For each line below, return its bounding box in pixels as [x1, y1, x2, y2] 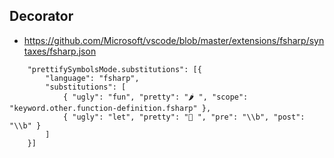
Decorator [9, 8, 74, 25]
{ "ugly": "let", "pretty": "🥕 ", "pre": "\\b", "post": [62, 112, 306, 122]
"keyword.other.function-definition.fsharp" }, [9, 103, 212, 113]
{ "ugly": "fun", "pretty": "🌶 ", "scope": [62, 92, 249, 102]
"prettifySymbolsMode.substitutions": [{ [27, 64, 202, 74]
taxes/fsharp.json [23, 45, 97, 57]
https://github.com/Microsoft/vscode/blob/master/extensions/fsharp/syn [23, 34, 325, 46]
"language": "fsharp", [45, 73, 140, 83]
